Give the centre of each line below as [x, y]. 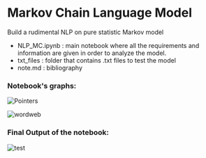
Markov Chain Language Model [100, 13]
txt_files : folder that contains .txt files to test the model [97, 60]
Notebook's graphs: [42, 86]
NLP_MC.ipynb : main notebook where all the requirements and [108, 45]
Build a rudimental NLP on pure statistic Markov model [86, 32]
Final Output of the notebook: [58, 132]
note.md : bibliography [50, 68]
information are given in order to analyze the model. [92, 53]
